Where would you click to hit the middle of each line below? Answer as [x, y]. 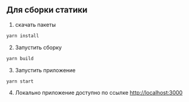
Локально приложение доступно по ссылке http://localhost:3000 [99, 93]
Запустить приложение [45, 70]
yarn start [20, 81]
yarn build [20, 58]
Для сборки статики [47, 10]
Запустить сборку [38, 47]
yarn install [23, 36]
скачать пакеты [35, 24]
